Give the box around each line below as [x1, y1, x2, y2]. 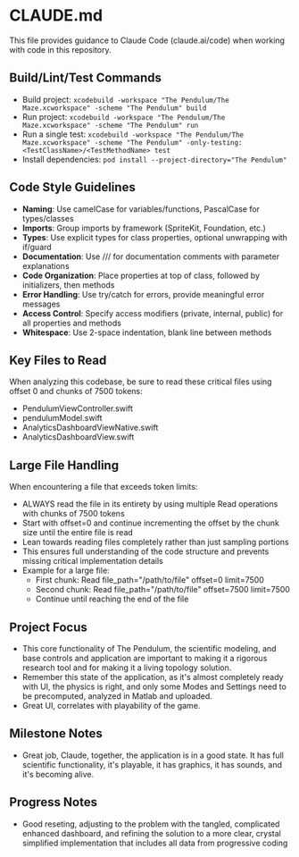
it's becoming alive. [21, 769, 95, 779]
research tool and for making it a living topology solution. [21, 662, 232, 673]
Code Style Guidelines [9, 180, 136, 195]
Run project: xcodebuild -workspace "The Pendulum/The [21, 111, 226, 122]
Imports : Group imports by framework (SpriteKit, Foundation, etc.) [21, 223, 266, 233]
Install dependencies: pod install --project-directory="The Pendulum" [21, 154, 287, 164]
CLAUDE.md [9, 5, 104, 26]
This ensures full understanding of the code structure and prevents [21, 546, 270, 557]
